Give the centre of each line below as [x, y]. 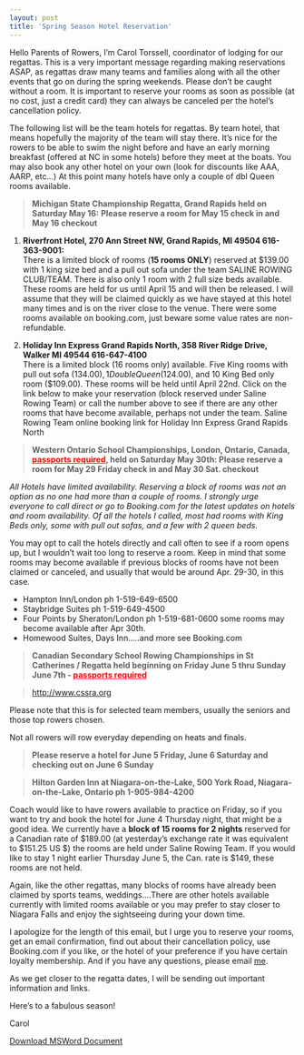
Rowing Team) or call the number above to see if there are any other [150, 403]
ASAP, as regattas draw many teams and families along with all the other [145, 71]
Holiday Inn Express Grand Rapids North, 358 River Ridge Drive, [145, 345]
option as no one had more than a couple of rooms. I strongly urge [134, 496]
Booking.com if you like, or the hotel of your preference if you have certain [149, 950]
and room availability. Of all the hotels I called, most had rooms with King [147, 516]
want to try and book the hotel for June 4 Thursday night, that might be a [146, 819]
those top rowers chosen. [57, 719]
